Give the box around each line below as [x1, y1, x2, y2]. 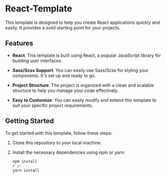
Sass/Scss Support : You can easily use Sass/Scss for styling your [12, 67, 149, 73]
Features [5, 39, 33, 48]
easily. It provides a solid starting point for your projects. [5, 24, 121, 30]
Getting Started [5, 117, 54, 125]
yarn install [12, 168, 40, 173]
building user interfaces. [12, 58, 63, 64]
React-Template [5, 3, 73, 14]
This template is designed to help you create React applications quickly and [5, 19, 160, 25]
